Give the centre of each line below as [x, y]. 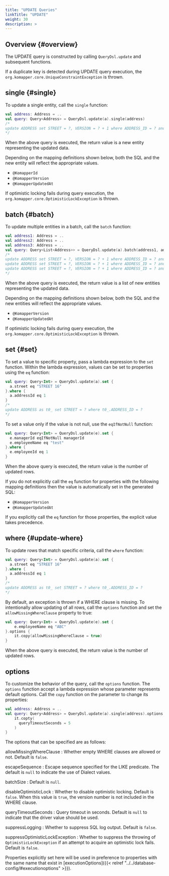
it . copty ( [25, 718]
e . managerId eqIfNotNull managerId [47, 438]
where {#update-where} [44, 538]
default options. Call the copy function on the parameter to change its [77, 694]
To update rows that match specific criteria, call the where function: [74, 550]
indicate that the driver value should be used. [52, 818]
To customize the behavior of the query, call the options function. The [78, 684]
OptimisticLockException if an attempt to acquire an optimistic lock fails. [80, 843]
